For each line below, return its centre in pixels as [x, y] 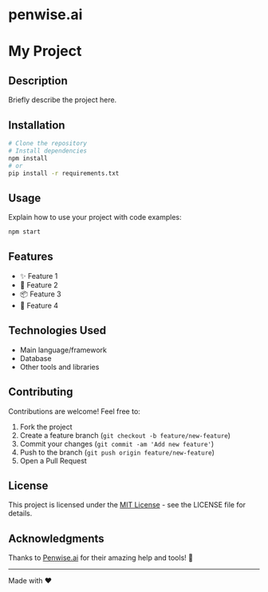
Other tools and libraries [59, 367]
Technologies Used [57, 330]
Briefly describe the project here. [63, 100]
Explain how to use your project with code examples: [95, 217]
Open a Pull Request [53, 460]
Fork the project [46, 427]
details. [20, 514]
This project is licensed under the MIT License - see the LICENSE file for [127, 505]
